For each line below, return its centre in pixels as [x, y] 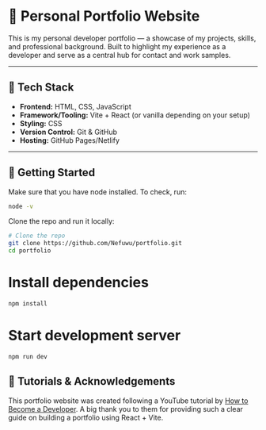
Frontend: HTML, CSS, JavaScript [76, 106]
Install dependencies [78, 283]
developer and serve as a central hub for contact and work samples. [120, 55]
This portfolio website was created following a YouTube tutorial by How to [128, 401]
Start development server [95, 336]
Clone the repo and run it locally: [61, 221]
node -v [21, 206]
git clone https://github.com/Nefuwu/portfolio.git [95, 244]
